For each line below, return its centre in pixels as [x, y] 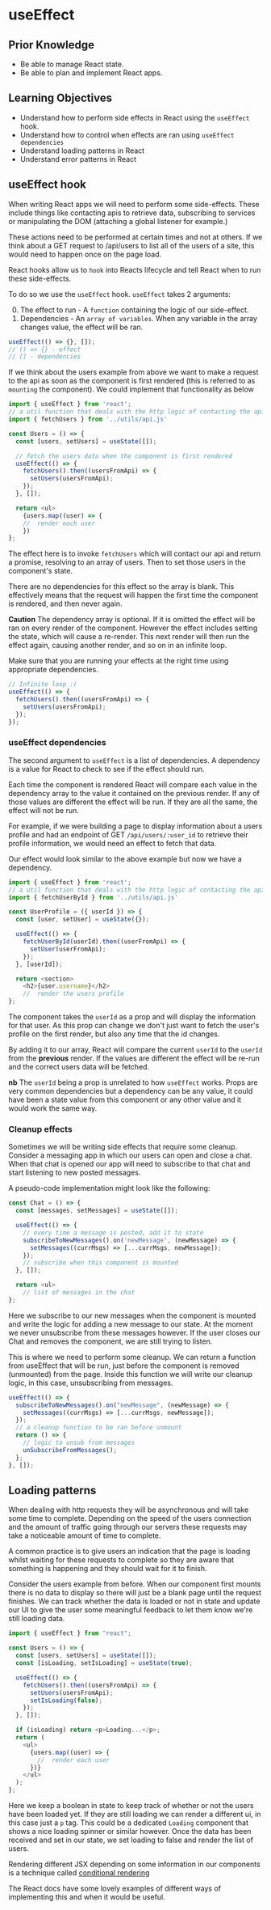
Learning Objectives [60, 98]
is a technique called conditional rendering [79, 1873]
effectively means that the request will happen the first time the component [133, 595]
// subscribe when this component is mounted [101, 1263]
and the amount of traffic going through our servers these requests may [128, 1527]
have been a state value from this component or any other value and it [125, 1100]
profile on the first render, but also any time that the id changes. [114, 1034]
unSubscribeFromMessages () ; [70, 1450]
